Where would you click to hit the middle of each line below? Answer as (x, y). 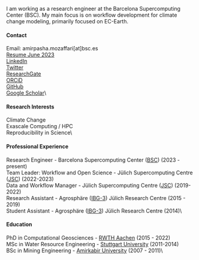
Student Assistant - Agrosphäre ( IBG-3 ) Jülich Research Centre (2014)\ (94, 211)
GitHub (15, 87)
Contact (16, 35)
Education (19, 225)
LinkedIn (17, 61)
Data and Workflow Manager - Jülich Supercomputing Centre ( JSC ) (90, 185)
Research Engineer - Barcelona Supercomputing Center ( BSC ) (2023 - (93, 160)
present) (17, 166)
